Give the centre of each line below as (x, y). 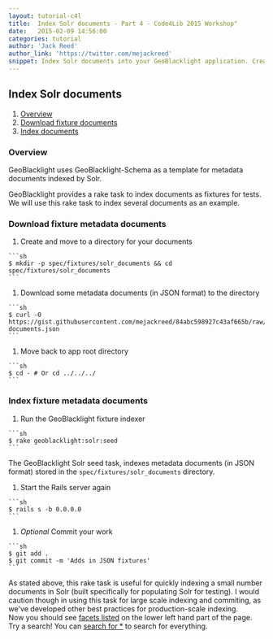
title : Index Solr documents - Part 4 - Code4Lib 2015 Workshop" (123, 24)
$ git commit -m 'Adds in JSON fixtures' (80, 561)
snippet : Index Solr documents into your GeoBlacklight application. (129, 62)
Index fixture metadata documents (78, 401)
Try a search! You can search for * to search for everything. (108, 626)
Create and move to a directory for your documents (106, 241)
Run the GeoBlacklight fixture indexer (82, 419)
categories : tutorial (45, 39)
